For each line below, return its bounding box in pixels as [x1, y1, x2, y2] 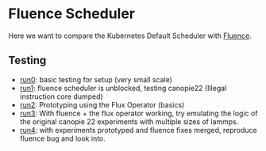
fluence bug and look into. [19, 134, 106, 143]
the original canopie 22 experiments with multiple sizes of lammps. [19, 116, 239, 126]
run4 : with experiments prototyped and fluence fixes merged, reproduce [19, 125, 257, 134]
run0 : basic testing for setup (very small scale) [19, 74, 173, 84]
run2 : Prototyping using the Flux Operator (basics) [19, 100, 185, 109]
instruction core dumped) [19, 92, 103, 101]
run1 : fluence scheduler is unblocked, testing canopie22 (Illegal [19, 83, 227, 92]
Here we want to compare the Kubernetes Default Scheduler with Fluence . [8, 31, 252, 40]
